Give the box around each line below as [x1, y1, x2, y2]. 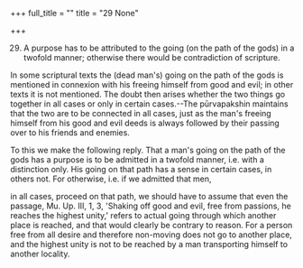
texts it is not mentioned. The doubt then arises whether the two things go [10, 89, 286, 99]
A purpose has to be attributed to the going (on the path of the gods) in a [23, 42, 295, 53]
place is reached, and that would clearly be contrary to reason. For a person [10, 220, 293, 230]
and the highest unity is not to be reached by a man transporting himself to [10, 239, 288, 249]
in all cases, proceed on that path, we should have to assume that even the [10, 191, 289, 201]
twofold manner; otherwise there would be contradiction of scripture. [23, 52, 280, 62]
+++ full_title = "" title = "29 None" [10, 8, 139, 18]
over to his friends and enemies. [10, 127, 130, 138]
